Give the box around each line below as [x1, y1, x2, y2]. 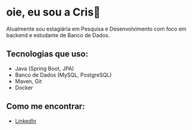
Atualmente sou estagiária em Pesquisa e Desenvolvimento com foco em [6, 25, 187, 32]
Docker [14, 84, 34, 91]
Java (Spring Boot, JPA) [14, 65, 74, 72]
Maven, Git [14, 77, 42, 84]
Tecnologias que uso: [6, 49, 89, 59]
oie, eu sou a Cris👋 [6, 5, 101, 19]
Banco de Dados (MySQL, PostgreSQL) [14, 71, 112, 78]
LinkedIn [14, 117, 37, 125]
